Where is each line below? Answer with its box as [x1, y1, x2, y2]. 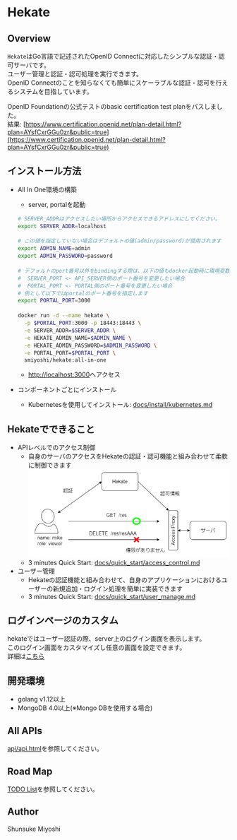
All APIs [7, 725, 42, 737]
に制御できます [28, 461, 72, 470]
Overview [7, 32, 51, 45]
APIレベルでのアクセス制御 [17, 443, 96, 452]
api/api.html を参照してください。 [7, 745, 104, 753]
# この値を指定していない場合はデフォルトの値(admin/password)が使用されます [17, 237, 222, 244]
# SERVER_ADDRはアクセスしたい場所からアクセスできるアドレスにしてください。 [17, 215, 221, 223]
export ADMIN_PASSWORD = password [17, 252, 113, 260]
